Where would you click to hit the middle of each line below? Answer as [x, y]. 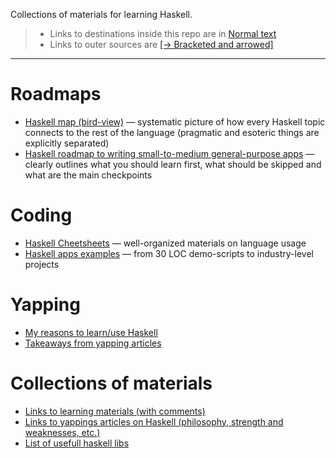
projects [42, 264]
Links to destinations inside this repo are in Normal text [163, 33]
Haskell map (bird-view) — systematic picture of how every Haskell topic [175, 121]
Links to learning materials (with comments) [115, 411]
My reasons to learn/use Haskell [91, 332]
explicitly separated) [67, 143]
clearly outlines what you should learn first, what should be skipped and [173, 164]
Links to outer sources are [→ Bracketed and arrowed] [161, 44]
